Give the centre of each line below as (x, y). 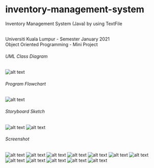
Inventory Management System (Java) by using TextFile (64, 24)
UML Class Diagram (27, 56)
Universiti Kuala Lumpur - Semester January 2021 (57, 39)
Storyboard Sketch (25, 111)
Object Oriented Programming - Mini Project (52, 44)
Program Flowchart (25, 83)
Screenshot (17, 139)
